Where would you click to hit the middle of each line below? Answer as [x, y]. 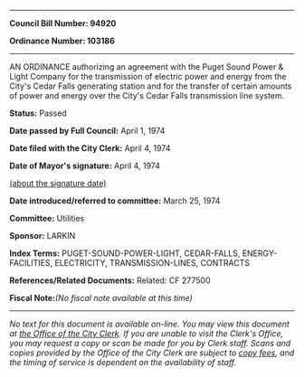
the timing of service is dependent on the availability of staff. [123, 362]
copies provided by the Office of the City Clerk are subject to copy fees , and [152, 353]
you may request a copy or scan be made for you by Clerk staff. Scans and [150, 343]
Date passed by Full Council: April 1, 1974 [87, 131]
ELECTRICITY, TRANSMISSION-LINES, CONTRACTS [152, 263]
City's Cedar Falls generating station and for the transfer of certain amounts [151, 86]
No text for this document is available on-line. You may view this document [149, 324]
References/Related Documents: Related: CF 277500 [110, 280]
